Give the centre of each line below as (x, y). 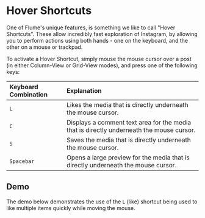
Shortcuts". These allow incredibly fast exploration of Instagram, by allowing (102, 34)
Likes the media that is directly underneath (128, 104)
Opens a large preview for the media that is (128, 158)
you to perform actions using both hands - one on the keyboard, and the (97, 40)
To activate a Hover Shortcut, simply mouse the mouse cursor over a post (99, 59)
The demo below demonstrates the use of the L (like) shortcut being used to (102, 202)
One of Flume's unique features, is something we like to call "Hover (91, 27)
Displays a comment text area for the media (129, 122)
